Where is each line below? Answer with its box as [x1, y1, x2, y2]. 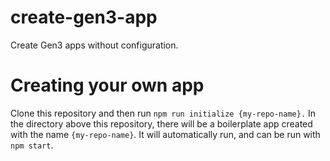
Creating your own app [10, 74, 205, 97]
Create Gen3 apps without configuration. [10, 39, 179, 51]
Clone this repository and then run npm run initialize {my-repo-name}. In [10, 107, 317, 119]
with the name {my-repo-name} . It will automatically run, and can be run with [10, 128, 321, 140]
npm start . [10, 139, 54, 151]
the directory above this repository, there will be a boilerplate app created [10, 117, 313, 130]
